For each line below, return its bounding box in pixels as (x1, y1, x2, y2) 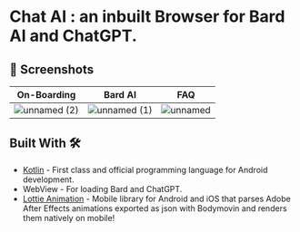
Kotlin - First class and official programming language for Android (22, 164, 268, 175)
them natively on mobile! (22, 212, 115, 223)
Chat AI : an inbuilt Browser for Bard (9, 6, 285, 27)
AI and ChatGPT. (9, 25, 138, 46)
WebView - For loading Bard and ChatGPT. (22, 183, 183, 194)
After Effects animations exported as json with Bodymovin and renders (22, 202, 288, 214)
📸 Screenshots (9, 62, 95, 77)
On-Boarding (16, 89, 76, 101)
